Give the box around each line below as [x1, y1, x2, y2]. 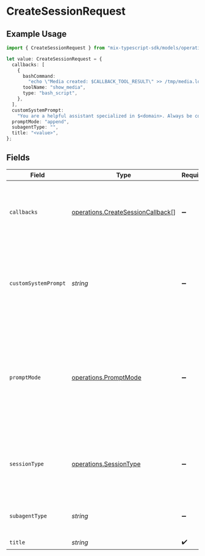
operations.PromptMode [71, 373, 142, 381]
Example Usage [6, 29, 67, 39]
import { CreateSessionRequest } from [6, 45, 105, 51]
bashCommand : [22, 73, 56, 79]
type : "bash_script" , [22, 90, 78, 96]
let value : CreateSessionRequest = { [6, 56, 103, 62]
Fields [6, 152, 31, 163]
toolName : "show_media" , [22, 85, 86, 91]
